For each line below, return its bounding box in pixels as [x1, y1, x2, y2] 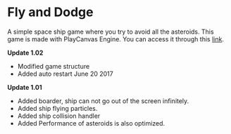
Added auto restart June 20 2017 [17, 69, 114, 78]
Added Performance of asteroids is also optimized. [17, 119, 166, 127]
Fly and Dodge [7, 4, 94, 20]
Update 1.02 [7, 48, 44, 57]
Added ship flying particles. [17, 104, 98, 112]
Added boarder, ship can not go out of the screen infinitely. [17, 96, 189, 105]
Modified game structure [17, 62, 90, 70]
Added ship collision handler [17, 112, 101, 120]
